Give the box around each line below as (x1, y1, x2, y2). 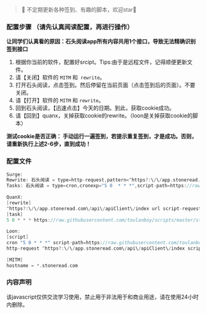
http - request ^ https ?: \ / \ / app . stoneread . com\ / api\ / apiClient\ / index (6, 245, 185, 252)
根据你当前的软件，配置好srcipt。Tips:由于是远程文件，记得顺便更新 (15, 58, 188, 66)
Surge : (6, 171, 23, 178)
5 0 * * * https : (6, 217, 51, 223)
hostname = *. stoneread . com (6, 263, 78, 269)
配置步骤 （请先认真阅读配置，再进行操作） (6, 23, 134, 31)
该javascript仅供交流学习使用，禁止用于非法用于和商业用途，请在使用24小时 (6, 293, 199, 301)
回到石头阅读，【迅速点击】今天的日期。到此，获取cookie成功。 (15, 104, 175, 112)
